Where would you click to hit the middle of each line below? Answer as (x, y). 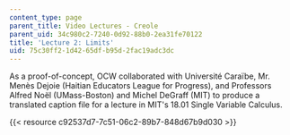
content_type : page (46, 17)
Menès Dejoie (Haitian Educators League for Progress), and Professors (141, 86)
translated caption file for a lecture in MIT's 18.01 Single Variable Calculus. (146, 105)
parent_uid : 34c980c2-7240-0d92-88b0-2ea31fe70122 (106, 34)
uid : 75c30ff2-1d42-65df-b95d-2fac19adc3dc (92, 51)
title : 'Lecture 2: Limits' (62, 42)
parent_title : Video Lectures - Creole (84, 26)
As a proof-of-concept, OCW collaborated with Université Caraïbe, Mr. (140, 76)
